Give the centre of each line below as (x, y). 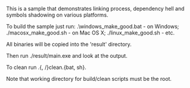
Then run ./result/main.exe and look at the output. (67, 56)
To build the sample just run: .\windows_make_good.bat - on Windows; (93, 26)
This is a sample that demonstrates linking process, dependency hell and (96, 9)
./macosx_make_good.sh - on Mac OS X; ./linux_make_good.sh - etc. (91, 33)
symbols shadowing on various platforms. (57, 15)
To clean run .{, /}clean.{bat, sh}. (46, 67)
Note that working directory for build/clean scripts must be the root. (89, 79)
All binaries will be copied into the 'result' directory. (69, 44)
